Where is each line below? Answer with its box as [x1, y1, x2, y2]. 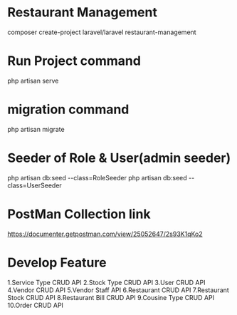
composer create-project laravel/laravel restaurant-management [7, 28, 197, 36]
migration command [7, 101, 130, 118]
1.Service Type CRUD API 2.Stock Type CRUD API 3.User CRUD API [7, 278, 206, 286]
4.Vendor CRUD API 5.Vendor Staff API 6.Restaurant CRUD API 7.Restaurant [7, 286, 229, 294]
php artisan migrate [7, 125, 65, 133]
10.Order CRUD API [7, 301, 64, 309]
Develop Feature [7, 254, 107, 271]
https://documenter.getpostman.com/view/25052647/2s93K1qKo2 [7, 229, 203, 238]
